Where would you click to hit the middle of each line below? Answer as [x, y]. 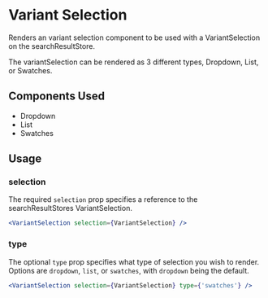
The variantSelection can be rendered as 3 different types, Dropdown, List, [134, 62]
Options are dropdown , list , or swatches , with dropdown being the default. [129, 270]
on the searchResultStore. [52, 46]
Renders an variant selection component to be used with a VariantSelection [134, 37]
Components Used [57, 96]
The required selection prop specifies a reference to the [103, 199]
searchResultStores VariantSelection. [70, 208]
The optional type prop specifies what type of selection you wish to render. [134, 261]
